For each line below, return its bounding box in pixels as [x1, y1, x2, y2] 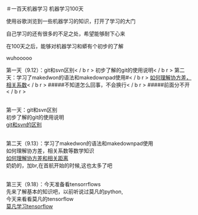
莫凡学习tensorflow [6, 203, 53, 210]
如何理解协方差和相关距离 [6, 155, 69, 161]
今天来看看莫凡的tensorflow [6, 196, 74, 202]
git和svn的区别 [6, 121, 43, 128]
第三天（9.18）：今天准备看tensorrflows [6, 181, 101, 187]
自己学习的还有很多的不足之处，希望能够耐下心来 [6, 30, 125, 37]
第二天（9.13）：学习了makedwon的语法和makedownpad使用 [6, 140, 154, 147]
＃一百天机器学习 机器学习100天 [6, 5, 84, 12]
